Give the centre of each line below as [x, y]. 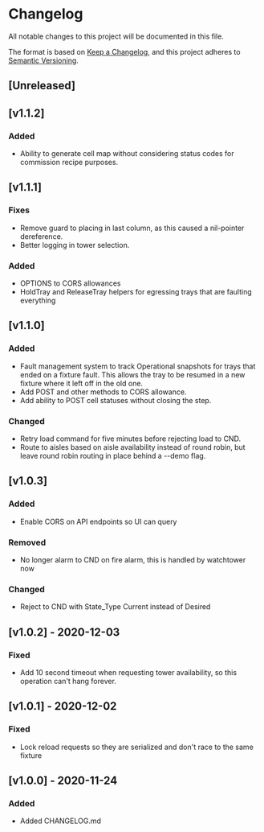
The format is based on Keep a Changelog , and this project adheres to [124, 51]
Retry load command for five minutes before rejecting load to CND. [130, 439]
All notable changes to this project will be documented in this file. [116, 36]
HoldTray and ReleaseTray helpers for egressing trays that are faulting [136, 292]
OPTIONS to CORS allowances [70, 283]
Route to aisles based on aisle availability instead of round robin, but [133, 447]
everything [38, 300]
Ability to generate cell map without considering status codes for [127, 154]
